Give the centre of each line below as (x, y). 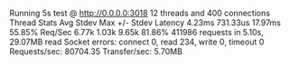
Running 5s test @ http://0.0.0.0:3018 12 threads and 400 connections (140, 13)
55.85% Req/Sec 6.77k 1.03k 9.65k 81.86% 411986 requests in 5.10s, (137, 32)
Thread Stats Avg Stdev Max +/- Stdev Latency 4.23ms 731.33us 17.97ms (145, 23)
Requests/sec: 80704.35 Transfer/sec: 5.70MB (96, 52)
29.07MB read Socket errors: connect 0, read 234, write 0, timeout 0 (137, 42)
